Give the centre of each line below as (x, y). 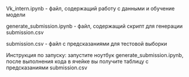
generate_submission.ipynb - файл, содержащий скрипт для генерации (95, 26)
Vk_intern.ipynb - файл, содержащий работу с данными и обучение (90, 9)
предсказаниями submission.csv (47, 68)
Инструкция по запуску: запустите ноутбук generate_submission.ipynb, (95, 55)
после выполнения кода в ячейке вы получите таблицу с (77, 61)
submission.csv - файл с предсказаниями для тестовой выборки (87, 44)
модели (16, 15)
